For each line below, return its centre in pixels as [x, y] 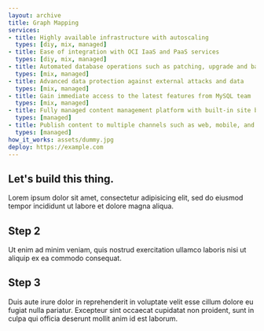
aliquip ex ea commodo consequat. [65, 258]
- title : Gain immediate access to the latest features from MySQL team [130, 96]
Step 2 [24, 231]
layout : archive [35, 15]
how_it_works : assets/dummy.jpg [61, 140]
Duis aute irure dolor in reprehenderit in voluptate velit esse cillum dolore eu [131, 302]
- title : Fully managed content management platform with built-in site [130, 111]
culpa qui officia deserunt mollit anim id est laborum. [93, 318]
